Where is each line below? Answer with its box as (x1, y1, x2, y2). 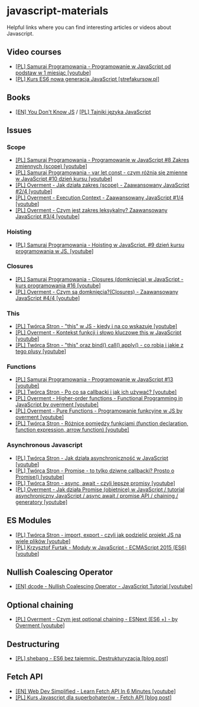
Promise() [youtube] (15, 473, 64, 480)
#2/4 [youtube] (15, 188, 53, 195)
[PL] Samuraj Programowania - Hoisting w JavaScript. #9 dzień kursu (15, 241, 185, 248)
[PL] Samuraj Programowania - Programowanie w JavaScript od (15, 63, 171, 70)
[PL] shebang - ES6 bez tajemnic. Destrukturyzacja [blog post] (15, 654, 169, 661)
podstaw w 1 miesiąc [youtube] (15, 69, 91, 76)
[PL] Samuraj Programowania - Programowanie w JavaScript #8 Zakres (15, 157, 190, 164)
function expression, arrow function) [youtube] (15, 426, 129, 433)
